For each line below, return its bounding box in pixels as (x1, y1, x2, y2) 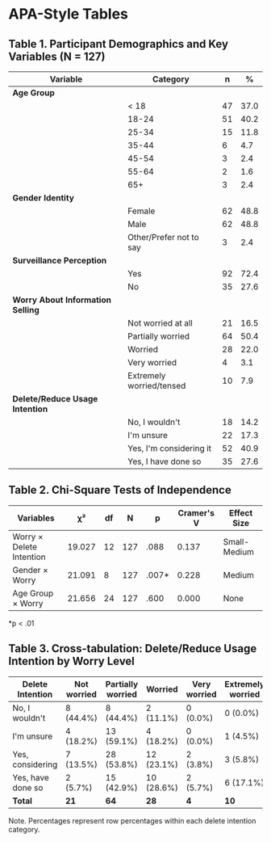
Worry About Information (12, 294, 111, 305)
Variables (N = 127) (8, 49, 106, 63)
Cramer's (177, 507, 215, 518)
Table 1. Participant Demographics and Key (8, 37, 228, 51)
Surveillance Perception (12, 255, 107, 266)
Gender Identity (12, 192, 75, 203)
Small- (223, 536, 250, 547)
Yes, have (12, 772, 50, 783)
